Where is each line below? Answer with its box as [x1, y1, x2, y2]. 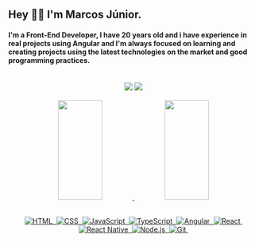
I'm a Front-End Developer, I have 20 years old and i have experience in [8, 29, 248, 40]
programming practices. [8, 55, 91, 64]
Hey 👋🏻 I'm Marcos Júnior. [8, 8, 142, 21]
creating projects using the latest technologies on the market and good [8, 47, 248, 57]
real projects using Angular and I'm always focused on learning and [8, 38, 236, 48]
